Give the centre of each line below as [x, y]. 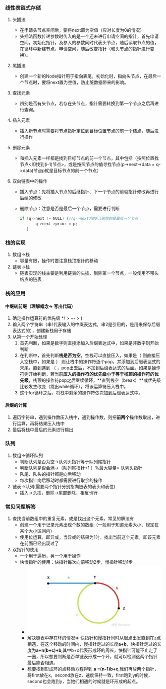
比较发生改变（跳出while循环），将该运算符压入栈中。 [74, 387]
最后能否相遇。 [42, 663]
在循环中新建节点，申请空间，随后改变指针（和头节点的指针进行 [85, 49]
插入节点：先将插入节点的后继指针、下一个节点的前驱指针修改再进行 [89, 192]
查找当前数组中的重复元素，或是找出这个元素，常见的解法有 [73, 518]
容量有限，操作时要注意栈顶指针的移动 [59, 261]
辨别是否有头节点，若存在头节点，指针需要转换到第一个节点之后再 [87, 103]
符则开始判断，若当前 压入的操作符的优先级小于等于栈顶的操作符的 [87, 374]
